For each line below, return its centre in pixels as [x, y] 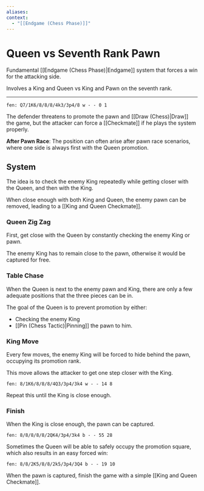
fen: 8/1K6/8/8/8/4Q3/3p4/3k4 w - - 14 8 [59, 384]
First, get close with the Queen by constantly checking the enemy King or [98, 235]
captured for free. [29, 260]
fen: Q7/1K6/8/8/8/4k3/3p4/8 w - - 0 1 [57, 105]
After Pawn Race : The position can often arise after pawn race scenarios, [98, 141]
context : [17, 18]
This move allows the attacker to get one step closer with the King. [90, 373]
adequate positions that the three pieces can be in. [70, 295]
